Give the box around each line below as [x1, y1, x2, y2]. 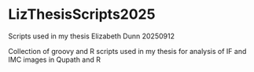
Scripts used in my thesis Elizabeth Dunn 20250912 [8, 31, 175, 41]
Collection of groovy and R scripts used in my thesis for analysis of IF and [8, 46, 247, 56]
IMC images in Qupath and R [8, 55, 101, 64]
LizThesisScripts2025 [8, 5, 156, 23]
